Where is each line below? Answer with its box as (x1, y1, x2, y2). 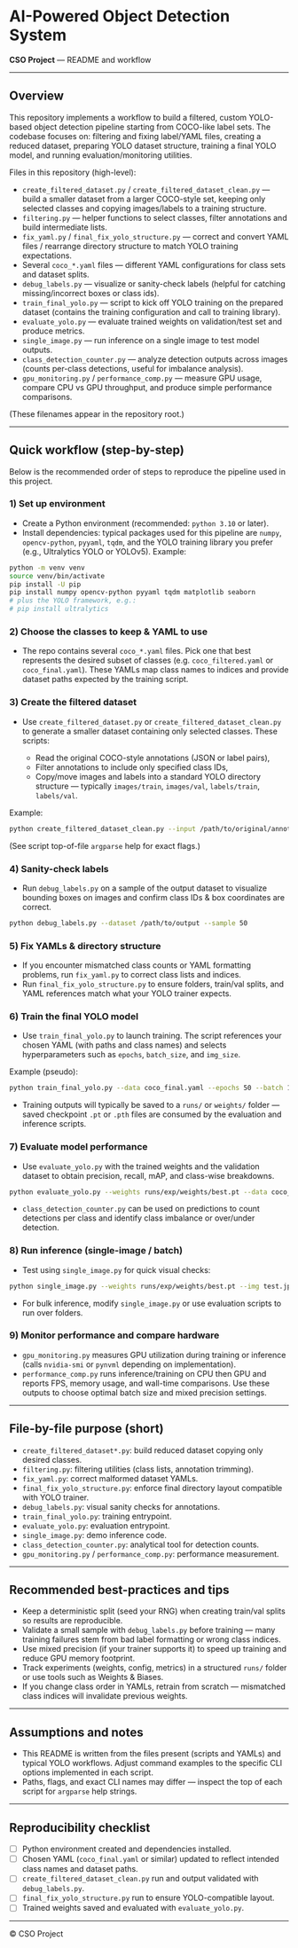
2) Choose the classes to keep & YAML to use (9, 625, 208, 638)
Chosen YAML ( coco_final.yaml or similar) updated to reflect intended (21, 1854, 279, 1865)
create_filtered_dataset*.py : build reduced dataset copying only (21, 1444, 263, 1456)
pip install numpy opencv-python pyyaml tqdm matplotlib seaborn (9, 588, 255, 597)
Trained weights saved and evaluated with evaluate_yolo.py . (21, 1903, 245, 1913)
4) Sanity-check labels (9, 862, 109, 875)
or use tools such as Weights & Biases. (21, 1672, 164, 1683)
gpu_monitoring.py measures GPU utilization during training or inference (21, 1349, 286, 1360)
